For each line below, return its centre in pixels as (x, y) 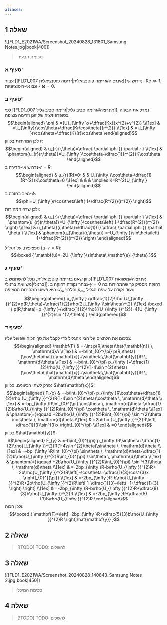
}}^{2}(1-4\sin (90, 367)
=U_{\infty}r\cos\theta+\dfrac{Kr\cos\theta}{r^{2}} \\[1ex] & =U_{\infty (84, 128)
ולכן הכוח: (14, 506)
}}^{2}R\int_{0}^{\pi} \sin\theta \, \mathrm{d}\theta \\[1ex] (103, 457)
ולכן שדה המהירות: (23, 209)
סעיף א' (14, 70)
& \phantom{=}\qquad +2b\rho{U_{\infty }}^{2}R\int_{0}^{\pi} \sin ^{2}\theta (84, 414)
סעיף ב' (14, 99)
